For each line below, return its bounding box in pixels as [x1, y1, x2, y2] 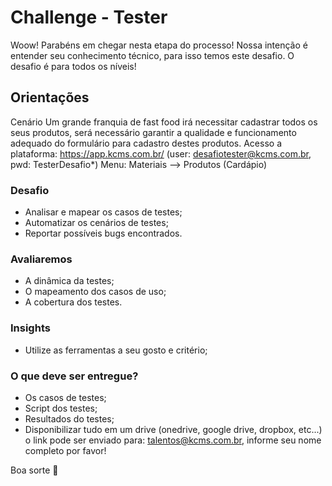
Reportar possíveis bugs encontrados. [24, 227, 183, 240]
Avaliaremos [10, 252, 73, 266]
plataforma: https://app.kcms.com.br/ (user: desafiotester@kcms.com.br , [10, 147, 312, 160]
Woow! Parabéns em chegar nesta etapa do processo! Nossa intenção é [10, 39, 308, 51]
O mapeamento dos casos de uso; [24, 286, 167, 298]
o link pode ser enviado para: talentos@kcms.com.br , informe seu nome [24, 434, 322, 446]
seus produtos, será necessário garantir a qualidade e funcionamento [10, 126, 297, 138]
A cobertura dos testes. [24, 296, 123, 308]
